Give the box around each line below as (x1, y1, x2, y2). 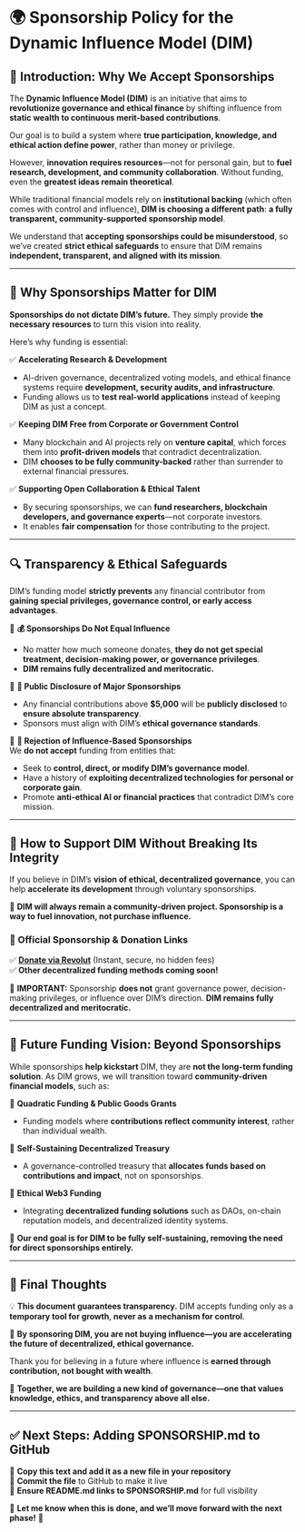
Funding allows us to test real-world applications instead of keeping (22, 391, 281, 402)
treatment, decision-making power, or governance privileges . (22, 653, 261, 664)
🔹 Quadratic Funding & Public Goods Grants (9, 1098, 177, 1109)
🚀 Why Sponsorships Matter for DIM (9, 285, 218, 301)
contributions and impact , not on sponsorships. (22, 1170, 204, 1181)
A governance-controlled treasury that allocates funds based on (22, 1160, 266, 1171)
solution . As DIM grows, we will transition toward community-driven (9, 1071, 268, 1082)
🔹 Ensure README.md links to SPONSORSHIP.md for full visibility (9, 1486, 259, 1497)
